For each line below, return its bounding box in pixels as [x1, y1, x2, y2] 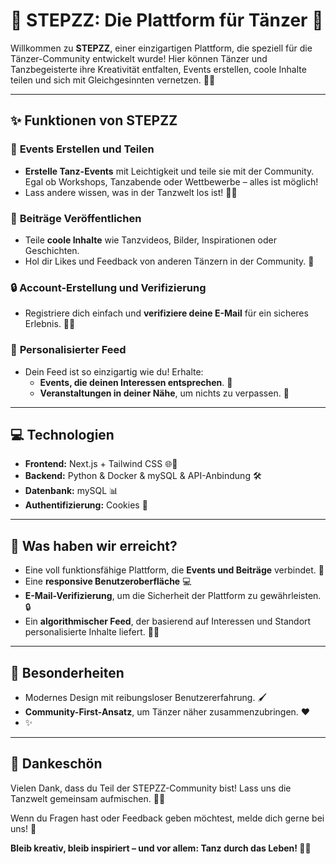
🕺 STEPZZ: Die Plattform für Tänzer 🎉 [10, 9, 324, 32]
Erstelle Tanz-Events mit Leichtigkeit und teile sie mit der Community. [24, 165, 315, 177]
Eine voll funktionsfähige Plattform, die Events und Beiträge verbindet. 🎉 [24, 564, 325, 576]
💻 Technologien [10, 426, 115, 443]
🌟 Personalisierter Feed [10, 343, 127, 357]
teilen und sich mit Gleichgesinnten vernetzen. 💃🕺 [10, 74, 216, 86]
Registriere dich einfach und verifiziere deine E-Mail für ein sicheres [24, 307, 309, 319]
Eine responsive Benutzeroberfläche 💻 [24, 575, 192, 588]
